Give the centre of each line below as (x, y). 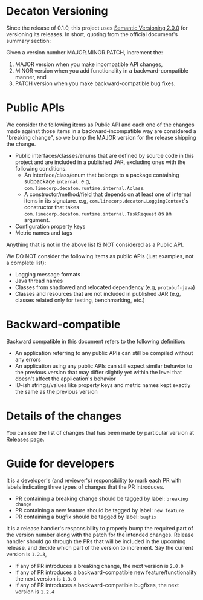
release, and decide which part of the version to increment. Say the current (100, 547)
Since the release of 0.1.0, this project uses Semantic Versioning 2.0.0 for (97, 28)
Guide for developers (60, 463)
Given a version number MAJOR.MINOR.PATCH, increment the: (85, 52)
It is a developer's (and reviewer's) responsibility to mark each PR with (94, 480)
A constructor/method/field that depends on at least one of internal (108, 194)
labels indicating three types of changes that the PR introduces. (85, 487)
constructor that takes (52, 207)
